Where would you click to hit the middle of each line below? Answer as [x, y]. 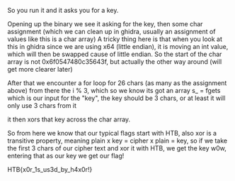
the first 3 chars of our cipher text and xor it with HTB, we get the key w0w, [117, 148]
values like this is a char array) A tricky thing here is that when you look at [115, 39]
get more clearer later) [40, 69]
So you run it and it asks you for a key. [63, 10]
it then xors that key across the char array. [69, 119]
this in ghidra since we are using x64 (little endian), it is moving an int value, [118, 46]
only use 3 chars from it [42, 105]
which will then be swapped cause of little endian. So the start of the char [115, 54]
